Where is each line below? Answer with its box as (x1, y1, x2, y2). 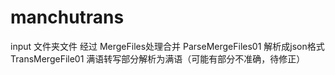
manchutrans (10, 6, 125, 29)
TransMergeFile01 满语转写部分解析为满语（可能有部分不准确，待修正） (10, 52, 306, 65)
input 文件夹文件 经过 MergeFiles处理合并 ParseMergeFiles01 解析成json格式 (10, 40, 325, 52)
